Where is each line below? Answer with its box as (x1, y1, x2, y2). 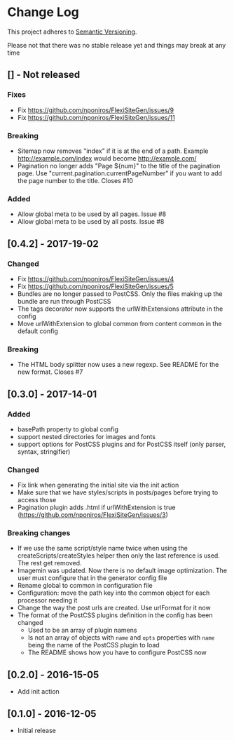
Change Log (7, 4, 79, 20)
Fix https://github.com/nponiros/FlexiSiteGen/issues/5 (17, 282, 174, 290)
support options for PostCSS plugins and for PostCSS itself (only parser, (17, 440, 226, 448)
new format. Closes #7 (17, 368, 83, 376)
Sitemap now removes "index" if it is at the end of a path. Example (17, 147, 209, 155)
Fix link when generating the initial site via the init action (17, 481, 179, 490)
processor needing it (17, 596, 78, 605)
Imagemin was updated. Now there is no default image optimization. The (17, 566, 228, 575)
